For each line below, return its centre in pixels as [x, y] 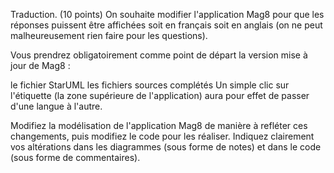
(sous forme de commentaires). [75, 157]
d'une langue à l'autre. [56, 106]
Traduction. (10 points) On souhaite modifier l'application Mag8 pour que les [167, 14]
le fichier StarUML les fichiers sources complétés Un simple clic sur [150, 85]
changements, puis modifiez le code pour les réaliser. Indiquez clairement [162, 136]
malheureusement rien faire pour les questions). [109, 35]
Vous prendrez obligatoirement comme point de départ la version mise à [159, 55]
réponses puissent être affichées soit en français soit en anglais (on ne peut [166, 25]
